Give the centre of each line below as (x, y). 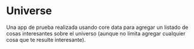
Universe (29, 11)
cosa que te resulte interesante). (46, 40)
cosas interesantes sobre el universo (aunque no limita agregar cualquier (96, 33)
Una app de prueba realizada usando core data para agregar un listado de (97, 27)
